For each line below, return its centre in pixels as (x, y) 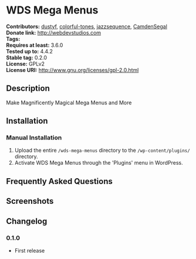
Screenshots (30, 201)
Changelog (27, 221)
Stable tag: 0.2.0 (27, 57)
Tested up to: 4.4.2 (29, 51)
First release (30, 250)
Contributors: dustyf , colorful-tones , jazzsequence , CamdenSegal (87, 26)
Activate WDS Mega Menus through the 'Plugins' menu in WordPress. (99, 163)
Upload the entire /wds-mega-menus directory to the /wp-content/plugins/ (102, 151)
